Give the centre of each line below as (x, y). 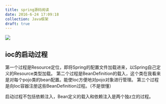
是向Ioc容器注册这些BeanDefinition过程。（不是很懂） (59, 86)
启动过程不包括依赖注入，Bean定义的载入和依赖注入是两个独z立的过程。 (79, 97)
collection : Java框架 (27, 19)
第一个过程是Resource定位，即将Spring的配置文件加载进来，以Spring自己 (81, 67)
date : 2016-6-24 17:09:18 (32, 14)
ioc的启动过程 (26, 54)
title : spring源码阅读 (27, 10)
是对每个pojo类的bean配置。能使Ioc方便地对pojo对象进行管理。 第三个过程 (82, 80)
